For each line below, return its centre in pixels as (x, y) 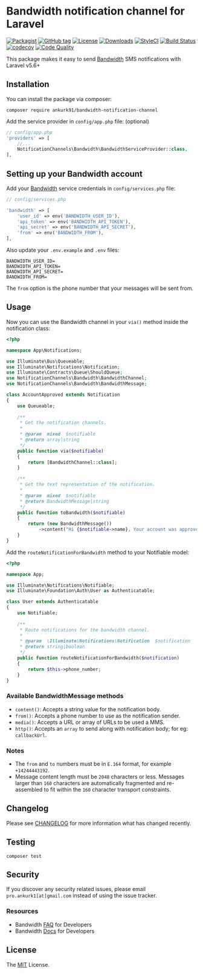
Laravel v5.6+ (23, 65)
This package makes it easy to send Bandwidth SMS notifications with (94, 59)
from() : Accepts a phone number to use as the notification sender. (98, 716)
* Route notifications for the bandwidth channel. (85, 630)
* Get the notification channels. (63, 423)
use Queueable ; (36, 406)
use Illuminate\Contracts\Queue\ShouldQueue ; (64, 373)
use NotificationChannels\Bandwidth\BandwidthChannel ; (77, 378)
